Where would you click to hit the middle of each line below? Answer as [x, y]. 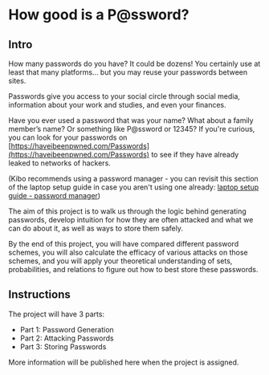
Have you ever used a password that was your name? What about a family [131, 120]
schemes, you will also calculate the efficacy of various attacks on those [128, 252]
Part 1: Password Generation [67, 329]
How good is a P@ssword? [99, 15]
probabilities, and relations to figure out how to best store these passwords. [133, 269]
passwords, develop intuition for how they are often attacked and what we [131, 220]
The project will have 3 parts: [57, 314]
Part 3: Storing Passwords [63, 346]
